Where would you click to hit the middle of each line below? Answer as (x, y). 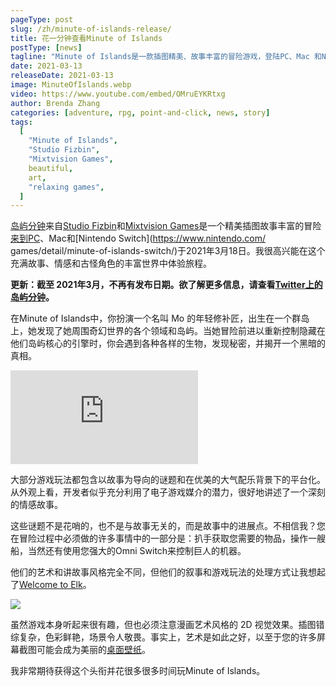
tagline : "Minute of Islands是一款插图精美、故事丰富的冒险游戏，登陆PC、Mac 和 (166, 57)
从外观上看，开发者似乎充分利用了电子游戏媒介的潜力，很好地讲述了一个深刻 (168, 492)
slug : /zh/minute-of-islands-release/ (91, 29)
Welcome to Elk (51, 585)
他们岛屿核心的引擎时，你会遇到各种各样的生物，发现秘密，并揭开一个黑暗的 (168, 343)
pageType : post (42, 19)
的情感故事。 (36, 505)
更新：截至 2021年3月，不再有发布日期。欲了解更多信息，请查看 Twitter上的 (166, 285)
